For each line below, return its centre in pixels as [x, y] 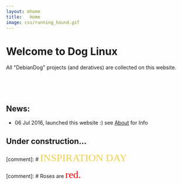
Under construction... [46, 141]
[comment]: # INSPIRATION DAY [67, 158]
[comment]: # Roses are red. [44, 174]
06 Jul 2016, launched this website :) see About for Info [81, 123]
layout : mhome [23, 11]
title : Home [23, 17]
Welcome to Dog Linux [62, 51]
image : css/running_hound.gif [43, 22]
